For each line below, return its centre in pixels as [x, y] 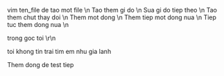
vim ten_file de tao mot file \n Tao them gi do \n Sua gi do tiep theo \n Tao [112, 10]
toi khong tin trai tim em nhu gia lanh [59, 51]
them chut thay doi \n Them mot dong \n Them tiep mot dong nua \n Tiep [112, 17]
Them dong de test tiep [41, 65]
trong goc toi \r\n [32, 38]
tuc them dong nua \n [38, 25]
